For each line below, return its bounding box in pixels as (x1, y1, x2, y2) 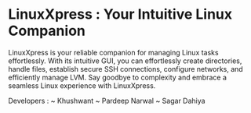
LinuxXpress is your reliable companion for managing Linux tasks (8, 48, 219, 57)
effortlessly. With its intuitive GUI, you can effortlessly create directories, (8, 56, 242, 65)
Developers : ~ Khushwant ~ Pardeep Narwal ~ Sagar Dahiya (8, 96, 206, 105)
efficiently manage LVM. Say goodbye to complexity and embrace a (8, 72, 227, 82)
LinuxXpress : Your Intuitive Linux (8, 5, 233, 23)
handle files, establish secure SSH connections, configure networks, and (8, 64, 243, 73)
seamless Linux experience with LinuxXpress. (8, 80, 156, 90)
